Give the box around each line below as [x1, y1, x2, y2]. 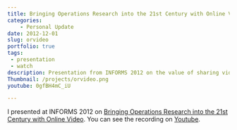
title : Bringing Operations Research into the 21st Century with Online [7, 10, 226, 18]
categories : [7, 17, 42, 24]
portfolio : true [7, 43, 55, 50]
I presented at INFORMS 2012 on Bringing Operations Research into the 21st [7, 108, 228, 116]
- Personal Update [20, 23, 74, 30]
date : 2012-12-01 [7, 30, 59, 37]
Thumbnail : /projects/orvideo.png [7, 75, 109, 83]
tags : [7, 50, 23, 57]
